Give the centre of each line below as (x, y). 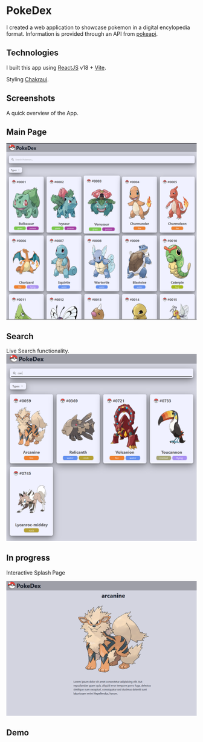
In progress (28, 558)
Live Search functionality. (38, 351)
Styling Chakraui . (28, 79)
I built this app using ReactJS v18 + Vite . (56, 67)
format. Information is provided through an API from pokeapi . (82, 33)
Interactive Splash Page (36, 572)
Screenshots (31, 99)
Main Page (27, 132)
